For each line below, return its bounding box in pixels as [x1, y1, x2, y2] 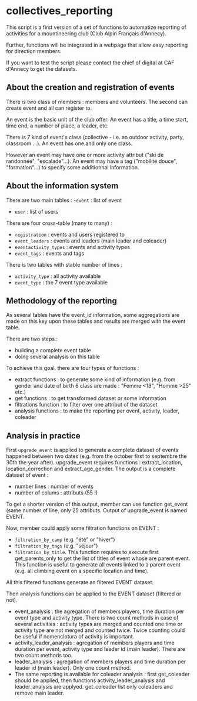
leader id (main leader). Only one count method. [14, 664, 131, 671]
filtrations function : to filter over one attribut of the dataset [14, 401, 158, 408]
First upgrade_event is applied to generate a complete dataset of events [6, 447, 179, 454]
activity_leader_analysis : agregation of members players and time [14, 639, 175, 647]
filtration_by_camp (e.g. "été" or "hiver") [14, 536, 116, 543]
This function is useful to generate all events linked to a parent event [14, 561, 181, 568]
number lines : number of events [14, 483, 94, 490]
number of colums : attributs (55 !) [14, 489, 98, 496]
